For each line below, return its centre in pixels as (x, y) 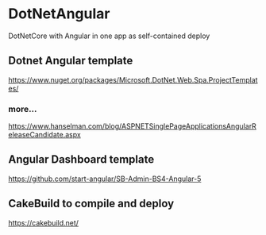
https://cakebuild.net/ (44, 222)
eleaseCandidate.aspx (44, 135)
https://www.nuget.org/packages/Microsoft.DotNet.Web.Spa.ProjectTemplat (133, 79)
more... (23, 109)
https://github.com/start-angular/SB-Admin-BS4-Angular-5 (105, 179)
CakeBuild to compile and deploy (91, 204)
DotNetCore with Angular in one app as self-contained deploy (109, 36)
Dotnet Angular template (71, 61)
